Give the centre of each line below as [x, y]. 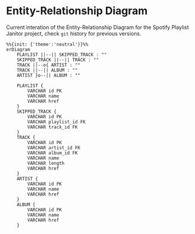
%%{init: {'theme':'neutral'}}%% [47, 44]
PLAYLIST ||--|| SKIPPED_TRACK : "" [62, 54]
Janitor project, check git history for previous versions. [74, 33]
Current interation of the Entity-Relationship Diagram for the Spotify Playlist [97, 27]
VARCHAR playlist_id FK [56, 122]
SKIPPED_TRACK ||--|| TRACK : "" [58, 60]
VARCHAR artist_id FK [54, 148]
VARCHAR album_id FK [53, 153]
